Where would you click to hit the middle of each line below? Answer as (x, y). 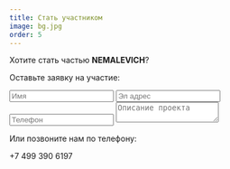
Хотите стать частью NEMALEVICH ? (79, 61)
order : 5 (26, 34)
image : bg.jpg (36, 26)
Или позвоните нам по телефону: (73, 139)
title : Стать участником (56, 18)
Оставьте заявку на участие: (64, 78)
